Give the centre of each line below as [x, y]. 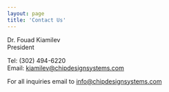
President [21, 47]
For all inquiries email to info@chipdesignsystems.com [84, 81]
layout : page [26, 13]
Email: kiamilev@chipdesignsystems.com [66, 68]
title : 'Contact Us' [37, 20]
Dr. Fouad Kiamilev [34, 39]
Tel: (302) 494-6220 [37, 60]
